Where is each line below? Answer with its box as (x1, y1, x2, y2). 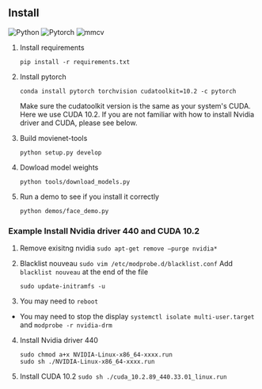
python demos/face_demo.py (19, 207, 109, 215)
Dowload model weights (19, 162, 99, 172)
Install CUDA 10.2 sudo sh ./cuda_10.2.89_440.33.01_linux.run (19, 372, 227, 381)
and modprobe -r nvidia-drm (19, 320, 112, 330)
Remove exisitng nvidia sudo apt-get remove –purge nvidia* (19, 243, 218, 253)
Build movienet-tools (19, 133, 88, 143)
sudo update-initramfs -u (19, 283, 105, 291)
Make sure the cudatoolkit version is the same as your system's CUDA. (19, 101, 251, 110)
